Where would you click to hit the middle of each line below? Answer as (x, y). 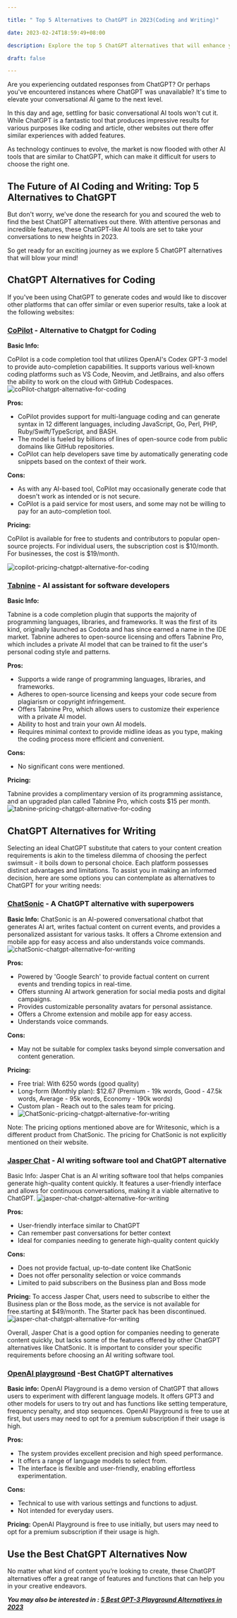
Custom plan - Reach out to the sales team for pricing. (96, 1106)
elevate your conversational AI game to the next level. (85, 99)
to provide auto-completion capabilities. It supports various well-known (111, 367)
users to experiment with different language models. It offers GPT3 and (111, 1396)
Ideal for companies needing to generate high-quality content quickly (118, 1240)
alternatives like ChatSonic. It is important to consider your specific (105, 1347)
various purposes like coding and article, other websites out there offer (110, 128)
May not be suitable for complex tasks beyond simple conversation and (121, 1048)
